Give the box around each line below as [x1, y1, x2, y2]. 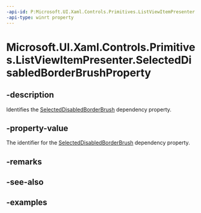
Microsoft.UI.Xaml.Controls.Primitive [6, 40, 196, 54]
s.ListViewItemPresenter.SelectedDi [6, 53, 192, 67]
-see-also [6, 177, 44, 187]
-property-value [6, 123, 69, 133]
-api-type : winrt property [6, 14, 74, 20]
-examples [6, 197, 48, 208]
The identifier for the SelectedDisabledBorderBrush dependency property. [6, 139, 191, 146]
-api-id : [6, 8, 28, 15]
